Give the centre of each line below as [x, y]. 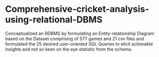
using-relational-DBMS [54, 20]
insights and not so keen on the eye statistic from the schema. [69, 49]
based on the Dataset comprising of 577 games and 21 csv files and [75, 39]
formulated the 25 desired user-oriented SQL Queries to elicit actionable [79, 44]
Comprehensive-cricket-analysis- [77, 9]
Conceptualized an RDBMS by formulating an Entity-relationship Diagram [80, 33]
